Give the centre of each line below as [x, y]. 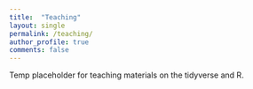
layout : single [37, 26]
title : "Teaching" [45, 17]
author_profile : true [49, 42]
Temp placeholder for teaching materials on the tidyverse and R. [126, 75]
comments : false [39, 50]
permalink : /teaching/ [51, 33]
